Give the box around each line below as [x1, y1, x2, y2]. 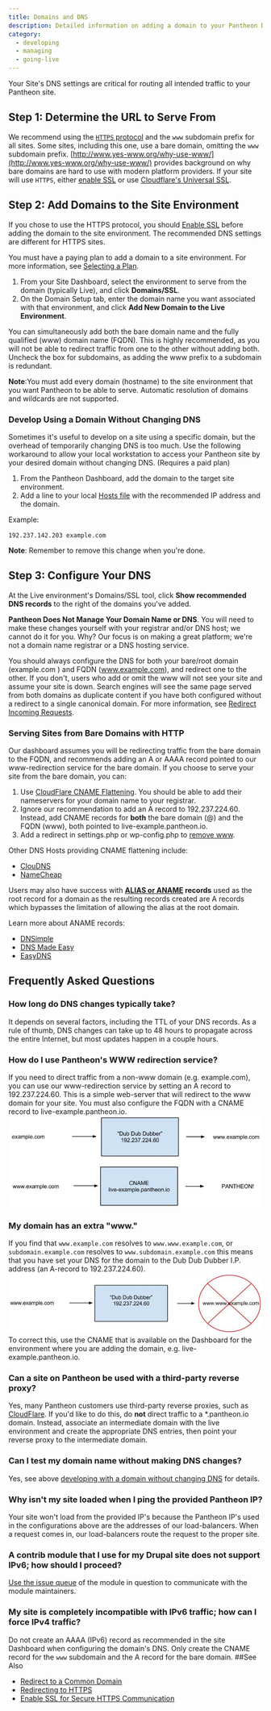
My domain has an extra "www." [8, 1220, 139, 1231]
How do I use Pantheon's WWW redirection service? [8, 1054, 218, 1065]
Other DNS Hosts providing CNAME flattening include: [8, 845, 188, 855]
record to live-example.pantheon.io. [8, 1107, 127, 1116]
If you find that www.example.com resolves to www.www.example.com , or [8, 1238, 233, 1248]
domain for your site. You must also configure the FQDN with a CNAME [8, 1098, 244, 1108]
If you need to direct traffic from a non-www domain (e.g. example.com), [8, 1073, 251, 1083]
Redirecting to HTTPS [19, 1684, 93, 1694]
